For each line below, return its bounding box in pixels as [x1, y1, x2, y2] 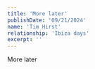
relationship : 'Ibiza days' [7, 29, 90, 37]
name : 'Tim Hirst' [7, 23, 61, 30]
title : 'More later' [7, 10, 68, 17]
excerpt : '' [7, 36, 42, 43]
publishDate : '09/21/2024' [7, 17, 87, 24]
